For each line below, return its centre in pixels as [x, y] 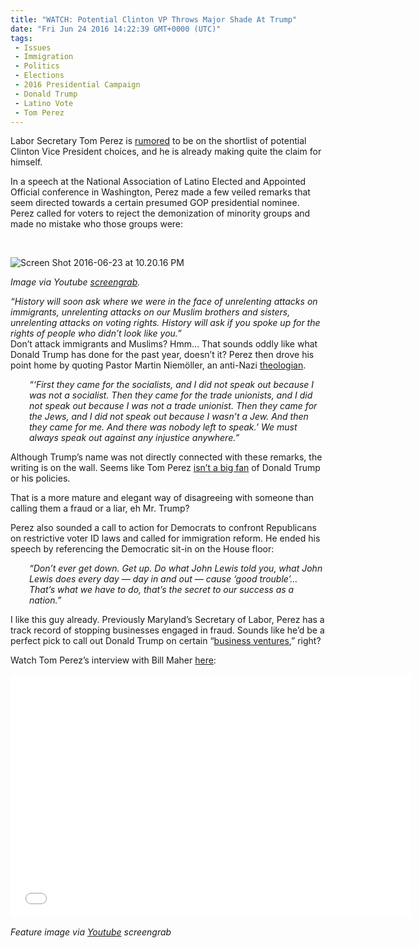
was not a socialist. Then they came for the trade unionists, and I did [171, 395]
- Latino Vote [44, 103]
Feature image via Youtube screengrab [91, 932]
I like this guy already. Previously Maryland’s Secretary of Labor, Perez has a [167, 620]
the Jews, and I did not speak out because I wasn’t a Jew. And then [169, 417]
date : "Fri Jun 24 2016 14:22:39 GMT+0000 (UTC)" [116, 29]
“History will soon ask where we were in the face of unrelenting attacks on [164, 302]
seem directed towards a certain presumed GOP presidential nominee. [155, 203]
